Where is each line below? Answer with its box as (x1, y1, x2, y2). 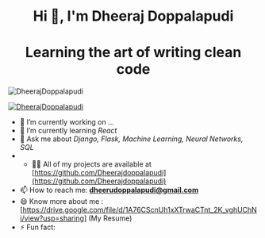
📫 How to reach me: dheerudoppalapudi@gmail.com (19, 186, 199, 195)
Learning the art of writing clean (25, 44, 242, 62)
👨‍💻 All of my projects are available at (31, 159, 152, 169)
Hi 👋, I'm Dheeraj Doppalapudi (33, 7, 234, 25)
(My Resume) (88, 213, 132, 223)
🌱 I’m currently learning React (19, 126, 117, 136)
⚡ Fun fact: (19, 222, 56, 232)
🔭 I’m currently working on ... (19, 117, 114, 127)
